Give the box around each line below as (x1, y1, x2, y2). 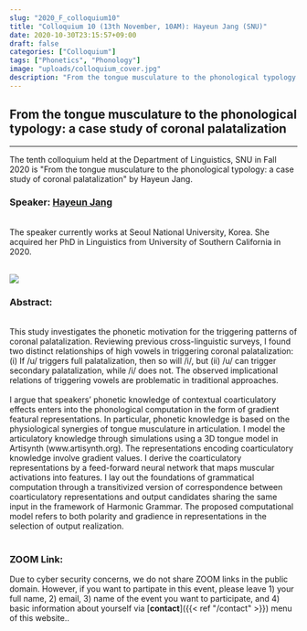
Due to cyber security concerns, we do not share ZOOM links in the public (9, 573, 289, 585)
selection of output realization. (9, 520, 125, 531)
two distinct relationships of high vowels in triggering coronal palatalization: (9, 346, 294, 357)
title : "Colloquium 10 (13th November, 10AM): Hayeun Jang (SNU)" (9, 22, 268, 31)
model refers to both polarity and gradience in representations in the (9, 511, 268, 522)
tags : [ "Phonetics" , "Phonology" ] (9, 56, 142, 65)
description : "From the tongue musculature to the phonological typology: (9, 73, 301, 82)
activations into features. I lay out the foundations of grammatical (9, 472, 255, 483)
